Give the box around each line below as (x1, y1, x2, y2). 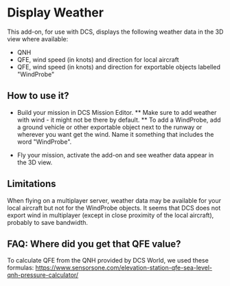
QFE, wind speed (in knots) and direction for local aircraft (16, 55, 180, 63)
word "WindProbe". (16, 137, 72, 146)
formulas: (7, 263, 34, 272)
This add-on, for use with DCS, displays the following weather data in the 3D (7, 27, 224, 36)
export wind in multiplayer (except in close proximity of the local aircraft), (7, 211, 214, 219)
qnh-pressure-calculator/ (7, 271, 79, 279)
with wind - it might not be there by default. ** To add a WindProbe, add (16, 115, 221, 124)
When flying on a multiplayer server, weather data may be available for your (7, 196, 222, 204)
